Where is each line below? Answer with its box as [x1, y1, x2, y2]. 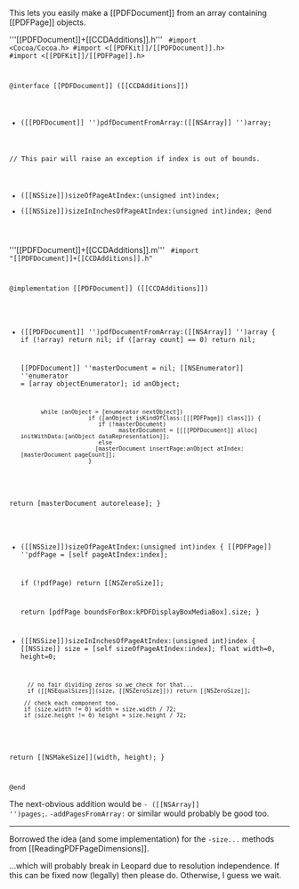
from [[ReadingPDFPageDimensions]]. [9, 844, 149, 854]
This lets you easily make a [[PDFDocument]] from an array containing [9, 8, 267, 18]
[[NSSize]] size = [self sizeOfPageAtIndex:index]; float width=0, [20, 644, 276, 653]
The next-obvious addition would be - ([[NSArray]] [9, 799, 200, 810]
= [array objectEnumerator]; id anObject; [20, 379, 181, 388]
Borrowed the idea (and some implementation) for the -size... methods [9, 834, 274, 844]
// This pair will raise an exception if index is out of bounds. [9, 155, 261, 164]
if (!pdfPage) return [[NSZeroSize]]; [20, 579, 165, 588]
